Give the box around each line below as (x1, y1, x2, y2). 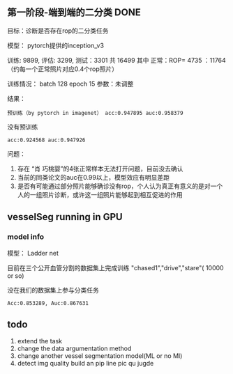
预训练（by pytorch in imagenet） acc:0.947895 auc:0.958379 (7, 109, 183, 116)
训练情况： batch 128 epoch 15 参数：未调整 (7, 79, 134, 88)
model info (7, 232, 45, 242)
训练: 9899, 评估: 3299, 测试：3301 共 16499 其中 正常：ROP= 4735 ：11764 (7, 56, 227, 64)
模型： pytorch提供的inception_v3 (7, 41, 105, 49)
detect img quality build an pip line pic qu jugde (17, 359, 154, 368)
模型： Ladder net (7, 249, 59, 257)
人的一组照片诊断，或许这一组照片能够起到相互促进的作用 (17, 190, 183, 198)
